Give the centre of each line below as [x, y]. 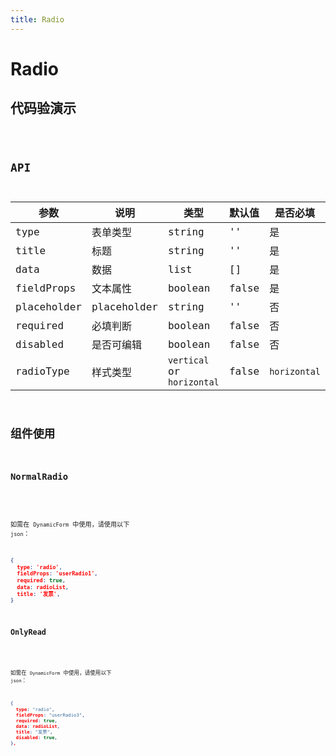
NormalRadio [39, 476]
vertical [188, 360]
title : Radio [37, 19]
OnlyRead [28, 632]
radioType [42, 371]
